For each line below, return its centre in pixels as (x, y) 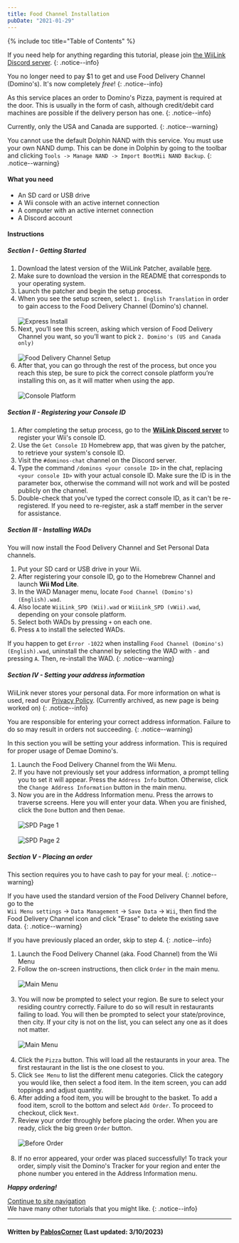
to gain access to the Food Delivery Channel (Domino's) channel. (113, 306)
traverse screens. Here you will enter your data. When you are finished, (122, 803)
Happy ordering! (32, 1187)
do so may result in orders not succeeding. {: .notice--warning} (100, 729)
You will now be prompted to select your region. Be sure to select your (121, 999)
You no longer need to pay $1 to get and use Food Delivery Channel (106, 76)
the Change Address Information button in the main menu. (102, 788)
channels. (22, 555)
